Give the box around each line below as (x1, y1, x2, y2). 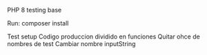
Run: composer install (7, 19, 69, 27)
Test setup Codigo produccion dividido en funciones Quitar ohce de (7, 32, 200, 41)
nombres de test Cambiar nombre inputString (7, 40, 136, 47)
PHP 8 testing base (7, 6, 62, 14)
